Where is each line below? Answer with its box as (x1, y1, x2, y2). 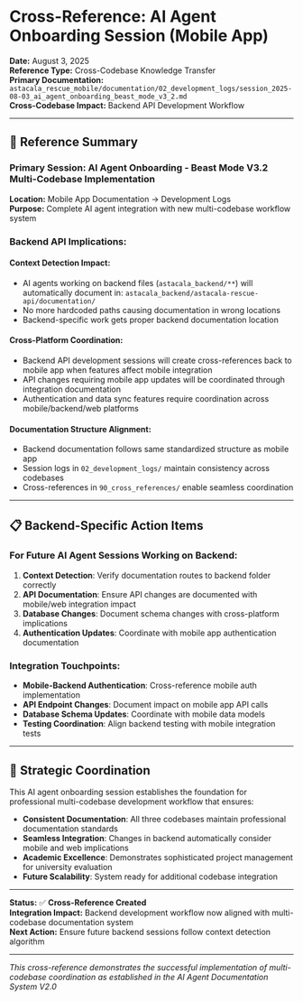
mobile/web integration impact (22, 598, 137, 609)
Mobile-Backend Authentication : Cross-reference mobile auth (22, 680, 257, 691)
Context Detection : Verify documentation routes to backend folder (22, 570, 271, 580)
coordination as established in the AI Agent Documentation (48, 971, 269, 982)
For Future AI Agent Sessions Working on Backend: (9, 549, 238, 561)
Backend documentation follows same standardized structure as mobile (22, 444, 289, 455)
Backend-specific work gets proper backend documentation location (22, 314, 280, 325)
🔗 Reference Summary (9, 134, 138, 150)
